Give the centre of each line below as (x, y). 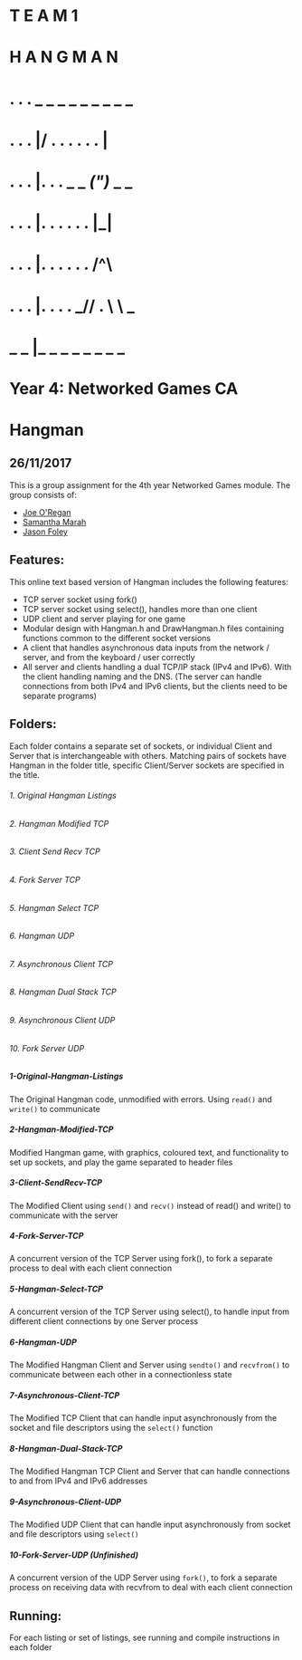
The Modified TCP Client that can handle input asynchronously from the (143, 1418)
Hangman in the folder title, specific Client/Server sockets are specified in (147, 765)
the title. (25, 774)
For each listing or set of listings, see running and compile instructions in (145, 1638)
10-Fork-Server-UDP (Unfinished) (74, 1555)
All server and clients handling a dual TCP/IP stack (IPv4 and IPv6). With (157, 667)
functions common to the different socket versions (116, 638)
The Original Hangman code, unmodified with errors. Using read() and (141, 1099)
